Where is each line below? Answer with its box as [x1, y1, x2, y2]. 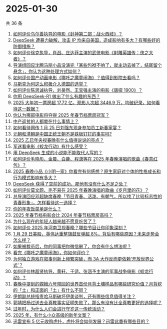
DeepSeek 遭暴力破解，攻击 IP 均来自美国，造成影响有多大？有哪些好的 [12, 37, 160, 43]
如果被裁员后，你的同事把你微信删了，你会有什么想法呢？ [12, 243, 131, 249]
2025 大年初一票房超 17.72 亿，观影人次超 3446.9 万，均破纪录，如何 [12, 99, 156, 105]
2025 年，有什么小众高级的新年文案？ [12, 312, 91, 318]
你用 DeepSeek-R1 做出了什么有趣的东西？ [12, 93, 100, 99]
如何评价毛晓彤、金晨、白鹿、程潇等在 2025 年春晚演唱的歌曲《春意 [12, 155, 153, 161]
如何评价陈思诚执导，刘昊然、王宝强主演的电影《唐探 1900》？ [12, 87, 143, 93]
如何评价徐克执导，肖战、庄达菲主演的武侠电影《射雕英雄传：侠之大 [12, 49, 153, 55]
